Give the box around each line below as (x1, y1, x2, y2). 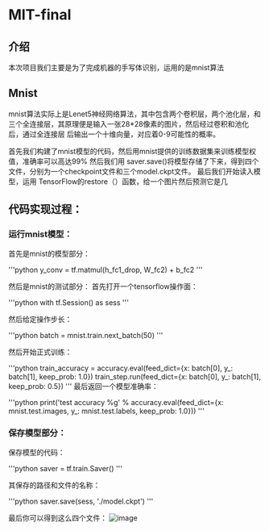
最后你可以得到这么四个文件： (8, 512, 107, 522)
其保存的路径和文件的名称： (8, 480, 101, 490)
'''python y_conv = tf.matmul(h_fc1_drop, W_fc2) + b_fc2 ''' (8, 265, 203, 274)
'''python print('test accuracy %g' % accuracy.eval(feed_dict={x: (8, 397, 224, 407)
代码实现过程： (8, 203, 83, 216)
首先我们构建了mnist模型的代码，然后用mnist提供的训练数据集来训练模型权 (8, 146, 256, 156)
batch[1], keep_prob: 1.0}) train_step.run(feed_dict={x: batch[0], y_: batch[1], (8, 371, 262, 381)
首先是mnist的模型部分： (8, 249, 90, 258)
